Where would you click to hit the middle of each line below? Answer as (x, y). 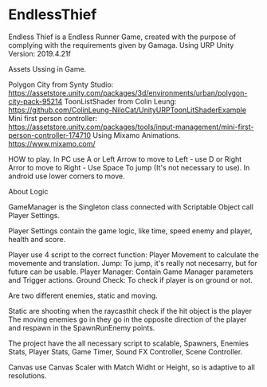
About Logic (28, 191)
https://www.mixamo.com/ (52, 143)
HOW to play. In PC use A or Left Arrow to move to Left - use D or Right (125, 159)
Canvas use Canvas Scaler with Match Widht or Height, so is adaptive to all (132, 367)
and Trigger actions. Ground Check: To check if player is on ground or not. (131, 279)
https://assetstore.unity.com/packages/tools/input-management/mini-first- (131, 127)
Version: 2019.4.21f (40, 53)
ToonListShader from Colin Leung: (120, 101)
